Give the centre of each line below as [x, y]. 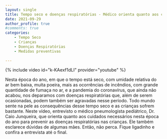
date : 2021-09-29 [23, 19]
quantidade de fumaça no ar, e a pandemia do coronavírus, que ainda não [81, 90]
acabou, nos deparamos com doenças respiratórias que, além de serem [79, 95]
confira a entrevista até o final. [37, 133]
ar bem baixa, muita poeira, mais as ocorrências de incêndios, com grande [82, 85]
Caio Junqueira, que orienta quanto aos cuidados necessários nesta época [82, 117]
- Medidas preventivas [38, 51]
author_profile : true [28, 24]
